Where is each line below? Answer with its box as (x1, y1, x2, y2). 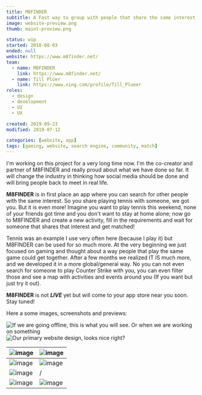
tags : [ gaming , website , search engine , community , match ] (6, 143, 158, 149)
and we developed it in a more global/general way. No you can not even (6, 261, 185, 267)
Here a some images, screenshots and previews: (6, 310, 128, 317)
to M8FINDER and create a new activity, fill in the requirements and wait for (6, 216, 193, 224)
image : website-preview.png (6, 20, 77, 26)
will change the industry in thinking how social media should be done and (6, 173, 189, 179)
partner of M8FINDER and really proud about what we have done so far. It (6, 166, 189, 173)
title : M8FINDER (6, 8, 47, 15)
